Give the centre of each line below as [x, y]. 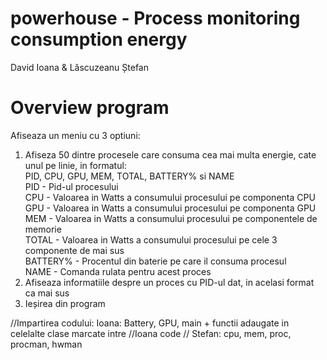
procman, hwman [46, 344]
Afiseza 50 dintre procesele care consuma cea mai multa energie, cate [170, 154]
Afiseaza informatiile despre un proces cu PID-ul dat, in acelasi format [169, 282]
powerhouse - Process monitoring [155, 18]
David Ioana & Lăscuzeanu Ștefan [80, 67]
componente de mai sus [74, 250]
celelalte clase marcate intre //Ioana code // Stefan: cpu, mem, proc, [151, 333]
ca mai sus [47, 293]
